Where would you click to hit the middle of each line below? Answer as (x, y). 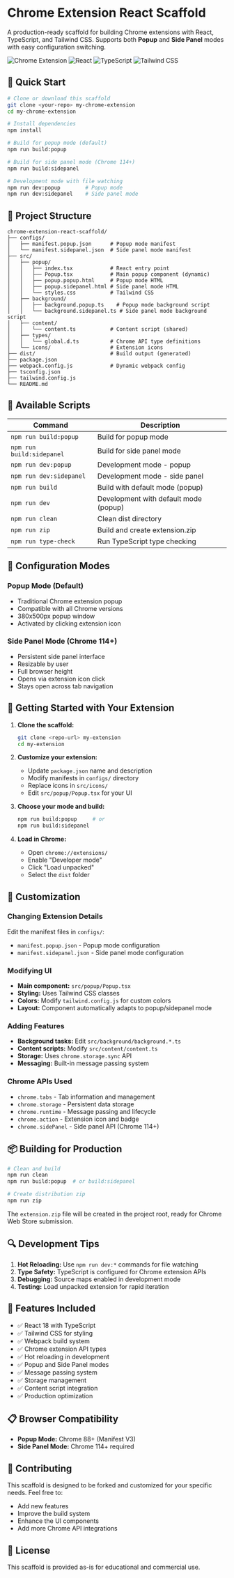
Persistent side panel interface (61, 656)
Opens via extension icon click (61, 679)
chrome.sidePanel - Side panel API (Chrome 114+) (88, 1126)
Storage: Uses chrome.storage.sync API (75, 1056)
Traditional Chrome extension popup (70, 601)
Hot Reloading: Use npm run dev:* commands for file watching (108, 1264)
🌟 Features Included (52, 1309)
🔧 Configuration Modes (58, 566)
